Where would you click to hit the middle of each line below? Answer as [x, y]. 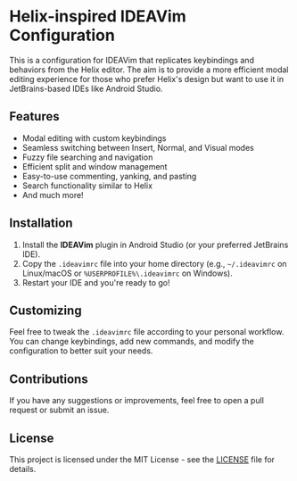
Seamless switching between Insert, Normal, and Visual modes [138, 147]
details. [23, 469]
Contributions [49, 379]
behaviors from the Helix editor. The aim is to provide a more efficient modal [149, 70]
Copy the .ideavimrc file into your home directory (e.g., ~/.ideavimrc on [154, 263]
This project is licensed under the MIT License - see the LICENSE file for [142, 460]
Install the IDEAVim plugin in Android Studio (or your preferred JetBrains [155, 245]
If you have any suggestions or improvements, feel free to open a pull [137, 401]
